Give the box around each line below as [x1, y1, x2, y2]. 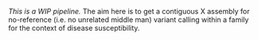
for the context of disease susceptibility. [8, 24, 140, 32]
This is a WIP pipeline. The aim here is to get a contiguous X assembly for [8, 7, 250, 16]
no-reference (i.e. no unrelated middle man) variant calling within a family [8, 15, 249, 24]
